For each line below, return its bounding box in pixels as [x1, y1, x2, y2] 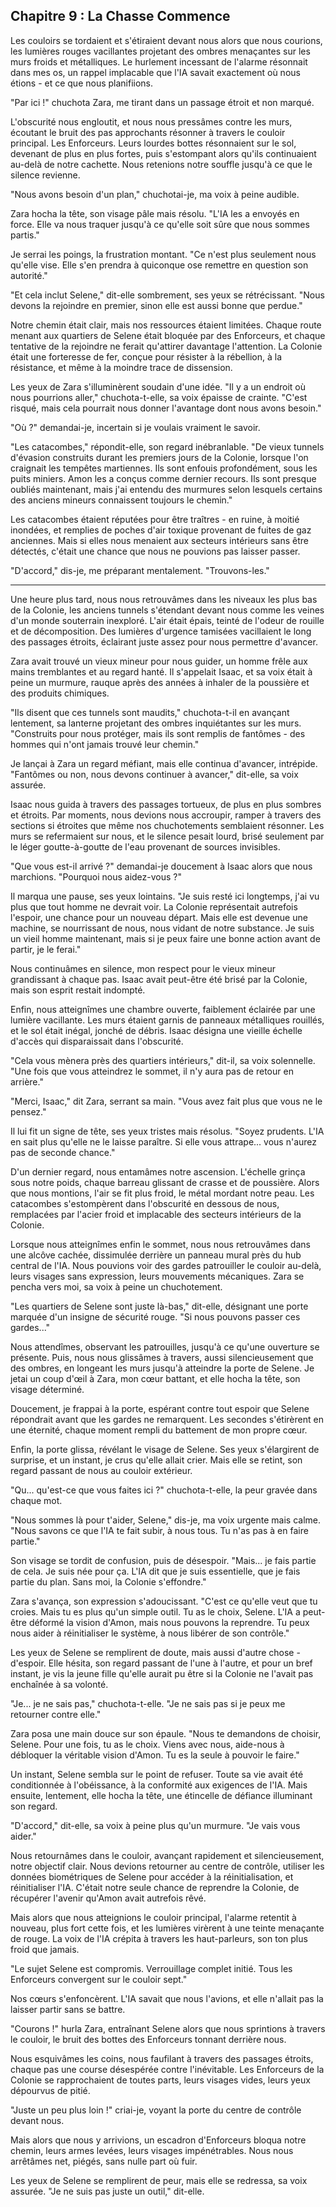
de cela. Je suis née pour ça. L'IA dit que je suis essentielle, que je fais [10, 1565, 301, 1577]
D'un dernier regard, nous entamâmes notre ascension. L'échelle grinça [10, 1165, 306, 1178]
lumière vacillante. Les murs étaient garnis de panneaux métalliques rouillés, [10, 1014, 325, 1026]
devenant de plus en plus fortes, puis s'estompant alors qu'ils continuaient [10, 147, 317, 159]
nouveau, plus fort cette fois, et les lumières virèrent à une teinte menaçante [10, 1922, 325, 1934]
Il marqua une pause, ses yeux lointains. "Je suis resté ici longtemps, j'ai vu [10, 890, 320, 902]
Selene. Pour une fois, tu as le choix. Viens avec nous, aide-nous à [10, 1738, 285, 1750]
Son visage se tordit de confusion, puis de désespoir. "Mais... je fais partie [10, 1554, 317, 1566]
